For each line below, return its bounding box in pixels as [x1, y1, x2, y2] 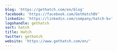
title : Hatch [5, 30, 32, 34]
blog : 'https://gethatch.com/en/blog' [5, 7, 85, 12]
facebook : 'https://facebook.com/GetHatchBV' [5, 12, 100, 17]
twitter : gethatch [5, 34, 43, 39]
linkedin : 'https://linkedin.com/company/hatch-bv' [5, 16, 113, 21]
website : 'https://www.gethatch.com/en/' [5, 39, 91, 44]
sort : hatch [5, 25, 29, 30]
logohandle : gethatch [5, 20, 50, 26]
